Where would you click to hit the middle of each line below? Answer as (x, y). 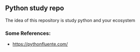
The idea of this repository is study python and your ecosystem (70, 20)
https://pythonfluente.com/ (40, 44)
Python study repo (35, 8)
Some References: (28, 33)
